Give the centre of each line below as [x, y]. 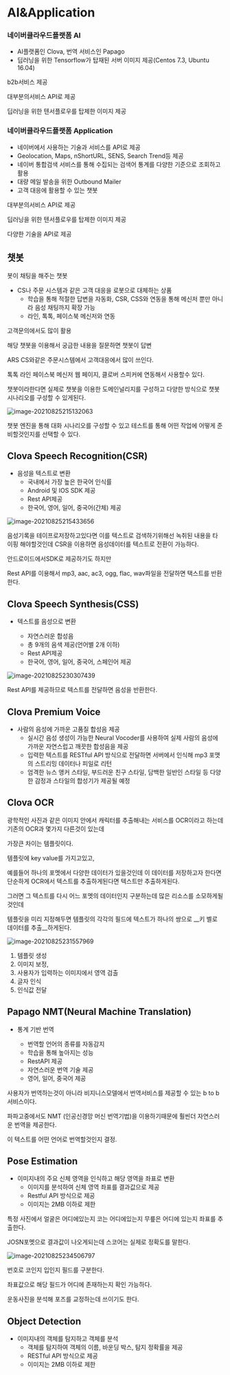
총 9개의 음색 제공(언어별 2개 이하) [73, 645]
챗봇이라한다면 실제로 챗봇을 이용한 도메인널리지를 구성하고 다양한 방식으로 [107, 389]
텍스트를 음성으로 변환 [47, 622]
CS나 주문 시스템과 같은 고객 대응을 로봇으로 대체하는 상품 [94, 290]
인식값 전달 [32, 990]
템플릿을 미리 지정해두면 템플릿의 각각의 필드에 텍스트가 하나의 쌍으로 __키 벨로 [113, 919]
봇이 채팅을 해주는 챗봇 [37, 276]
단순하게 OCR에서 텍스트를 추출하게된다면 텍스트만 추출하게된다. [93, 881]
